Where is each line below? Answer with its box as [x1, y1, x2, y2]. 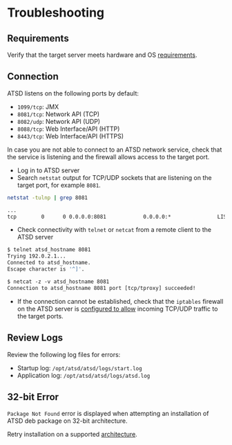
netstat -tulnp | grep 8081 [7, 194, 88, 201]
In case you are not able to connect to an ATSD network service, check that [7, 145, 222, 154]
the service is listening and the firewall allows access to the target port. [7, 152, 210, 161]
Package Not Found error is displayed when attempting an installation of [7, 410, 209, 418]
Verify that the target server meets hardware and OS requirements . [7, 51, 197, 59]
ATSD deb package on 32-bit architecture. [7, 417, 128, 425]
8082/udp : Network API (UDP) [17, 117, 101, 125]
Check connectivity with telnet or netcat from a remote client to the [17, 226, 212, 234]
